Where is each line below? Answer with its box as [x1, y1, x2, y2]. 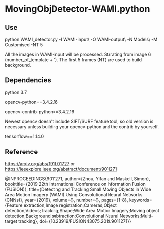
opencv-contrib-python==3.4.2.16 [5, 108, 75, 115]
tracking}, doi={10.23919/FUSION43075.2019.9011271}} [18, 218, 131, 224]
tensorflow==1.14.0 [5, 133, 44, 139]
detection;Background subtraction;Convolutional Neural [5, 213, 119, 219]
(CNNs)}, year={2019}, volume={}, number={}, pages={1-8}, [5, 197, 128, 203]
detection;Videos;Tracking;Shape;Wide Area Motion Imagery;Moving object [5, 207, 160, 213]
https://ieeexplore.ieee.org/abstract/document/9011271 [5, 166, 117, 172]
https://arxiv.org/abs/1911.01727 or [5, 160, 75, 167]
